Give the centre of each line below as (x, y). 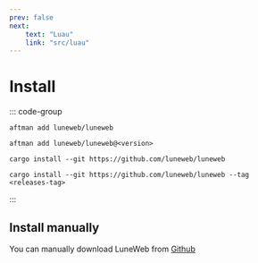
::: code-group (36, 112)
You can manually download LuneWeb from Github (103, 249)
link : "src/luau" (58, 42)
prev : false (31, 17)
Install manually (54, 228)
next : (19, 26)
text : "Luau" (50, 34)
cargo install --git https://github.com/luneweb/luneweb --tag (129, 175)
